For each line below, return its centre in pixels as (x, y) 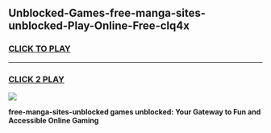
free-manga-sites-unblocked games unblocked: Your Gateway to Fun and (135, 111)
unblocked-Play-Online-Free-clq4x (99, 26)
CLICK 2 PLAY (36, 79)
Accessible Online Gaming (54, 120)
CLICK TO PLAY (40, 49)
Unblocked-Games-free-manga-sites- (107, 13)
